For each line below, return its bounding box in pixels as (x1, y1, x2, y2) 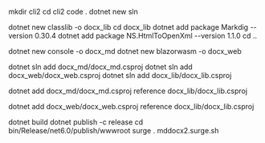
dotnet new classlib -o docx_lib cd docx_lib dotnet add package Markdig (8, 22, 249, 31)
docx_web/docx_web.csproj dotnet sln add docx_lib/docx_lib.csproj (8, 71, 232, 80)
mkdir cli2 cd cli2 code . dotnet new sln (8, 7, 138, 16)
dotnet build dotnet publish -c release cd (8, 117, 144, 127)
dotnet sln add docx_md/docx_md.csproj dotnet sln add (8, 62, 193, 71)
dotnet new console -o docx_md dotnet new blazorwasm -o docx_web (8, 47, 243, 55)
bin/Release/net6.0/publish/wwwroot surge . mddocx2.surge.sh (8, 126, 219, 135)
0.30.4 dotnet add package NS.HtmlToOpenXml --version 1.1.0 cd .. (35, 31, 258, 40)
